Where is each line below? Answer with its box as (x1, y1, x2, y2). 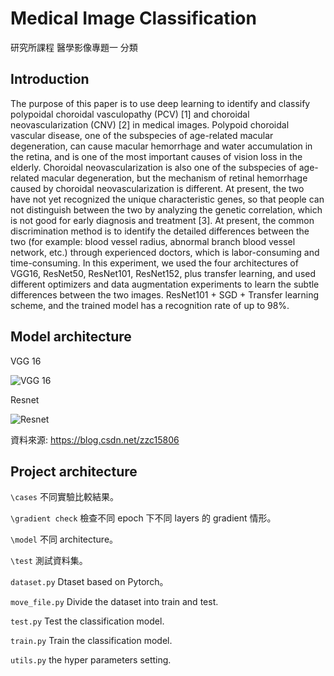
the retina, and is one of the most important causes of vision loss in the (10, 150, 303, 162)
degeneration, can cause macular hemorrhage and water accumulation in (10, 140, 313, 152)
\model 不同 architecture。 (10, 533, 119, 546)
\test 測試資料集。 (10, 555, 88, 567)
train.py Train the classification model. (10, 635, 173, 647)
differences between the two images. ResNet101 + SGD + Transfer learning (10, 288, 320, 301)
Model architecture (10, 328, 132, 346)
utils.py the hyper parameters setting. (10, 654, 172, 666)
